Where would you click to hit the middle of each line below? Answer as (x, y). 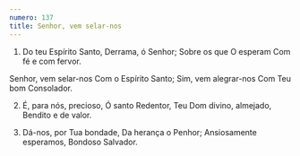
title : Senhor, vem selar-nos (66, 26)
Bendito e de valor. (57, 115)
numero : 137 (31, 17)
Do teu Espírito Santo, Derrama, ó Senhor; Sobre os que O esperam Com (156, 51)
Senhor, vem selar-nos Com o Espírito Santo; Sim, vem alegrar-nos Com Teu (150, 78)
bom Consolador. (41, 88)
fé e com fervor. (52, 61)
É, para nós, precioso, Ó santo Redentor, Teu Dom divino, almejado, (147, 105)
